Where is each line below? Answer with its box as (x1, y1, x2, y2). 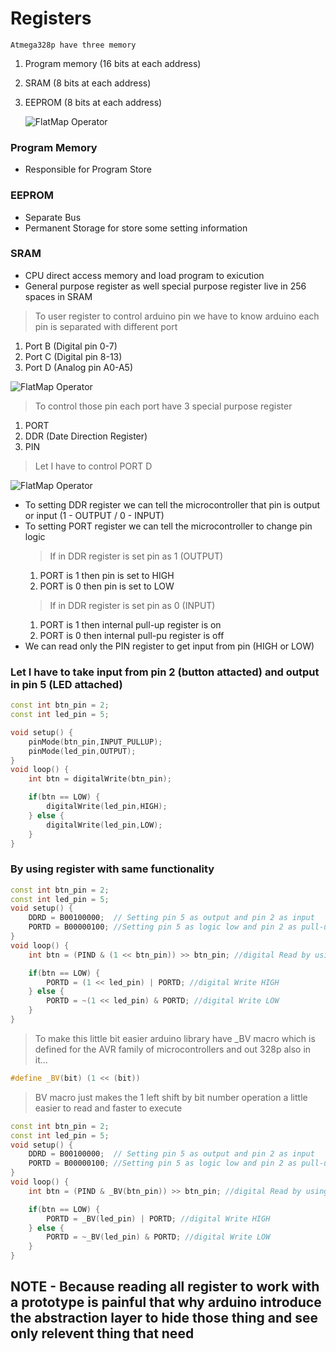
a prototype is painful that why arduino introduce (10, 1294, 322, 1311)
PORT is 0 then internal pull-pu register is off (39, 629, 225, 641)
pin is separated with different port (34, 320, 178, 332)
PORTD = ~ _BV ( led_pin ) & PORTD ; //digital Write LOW (46, 1232, 271, 1242)
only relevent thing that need (10, 1325, 195, 1342)
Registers (10, 7, 92, 30)
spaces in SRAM (24, 290, 93, 302)
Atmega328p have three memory (10, 40, 137, 50)
